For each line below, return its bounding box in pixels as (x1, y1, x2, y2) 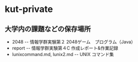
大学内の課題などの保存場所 (5, 24, 91, 33)
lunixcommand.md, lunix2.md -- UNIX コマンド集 (12, 51, 114, 57)
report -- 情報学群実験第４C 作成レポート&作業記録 (12, 45, 118, 51)
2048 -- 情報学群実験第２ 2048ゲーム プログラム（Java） (12, 39, 136, 44)
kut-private (5, 3, 53, 15)
